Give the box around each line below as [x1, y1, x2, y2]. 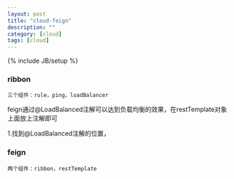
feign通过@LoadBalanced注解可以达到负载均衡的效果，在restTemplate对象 [7, 105, 228, 114]
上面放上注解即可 [7, 114, 58, 123]
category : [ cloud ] [7, 30, 62, 38]
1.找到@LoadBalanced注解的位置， [7, 129, 111, 138]
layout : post [7, 10, 46, 18]
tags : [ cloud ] [7, 37, 50, 44]
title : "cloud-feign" [7, 17, 72, 24]
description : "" [7, 24, 56, 31]
